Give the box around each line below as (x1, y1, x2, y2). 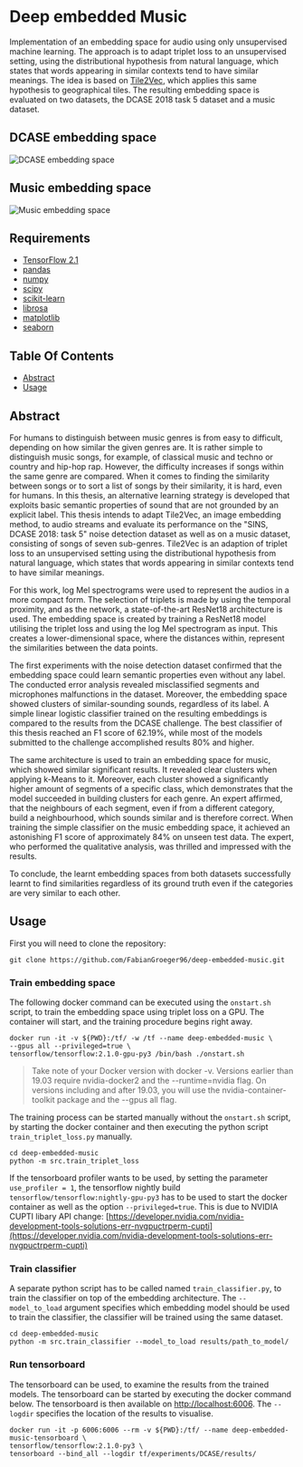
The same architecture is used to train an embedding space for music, (9, 755, 271, 765)
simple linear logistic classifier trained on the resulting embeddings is (9, 709, 268, 719)
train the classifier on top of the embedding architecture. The (9, 1293, 237, 1304)
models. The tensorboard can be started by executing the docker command (9, 1388, 292, 1399)
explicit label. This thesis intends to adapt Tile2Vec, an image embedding (9, 509, 282, 520)
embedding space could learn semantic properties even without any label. (9, 670, 286, 680)
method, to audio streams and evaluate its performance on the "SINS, (9, 519, 269, 529)
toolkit (31, 1095, 56, 1105)
